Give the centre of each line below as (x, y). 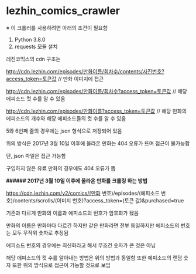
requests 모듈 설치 (36, 46)
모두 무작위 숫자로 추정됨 (40, 232)
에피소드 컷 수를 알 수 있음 (36, 99)
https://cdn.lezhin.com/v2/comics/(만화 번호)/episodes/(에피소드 (83, 193)
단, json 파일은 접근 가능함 (36, 155)
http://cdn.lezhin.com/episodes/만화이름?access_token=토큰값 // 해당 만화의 (97, 111)
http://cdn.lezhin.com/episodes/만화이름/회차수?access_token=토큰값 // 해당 (97, 91)
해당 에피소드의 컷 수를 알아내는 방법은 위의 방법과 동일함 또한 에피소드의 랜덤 (94, 258)
